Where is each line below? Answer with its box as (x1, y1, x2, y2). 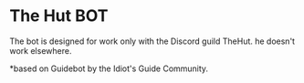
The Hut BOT (9, 5, 109, 26)
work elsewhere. (9, 45, 72, 56)
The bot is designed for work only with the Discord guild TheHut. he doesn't (9, 36, 295, 47)
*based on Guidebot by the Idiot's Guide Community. (9, 63, 208, 74)
